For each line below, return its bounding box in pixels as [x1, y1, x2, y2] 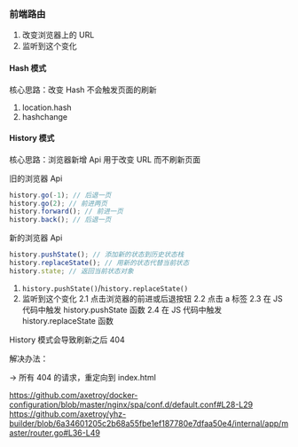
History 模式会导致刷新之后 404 [9, 334, 126, 345]
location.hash [21, 102, 73, 113]
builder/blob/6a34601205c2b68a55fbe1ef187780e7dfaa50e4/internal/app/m [9, 418, 289, 428]
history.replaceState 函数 [21, 315, 114, 325]
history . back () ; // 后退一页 [9, 216, 112, 224]
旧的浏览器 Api [9, 173, 63, 184]
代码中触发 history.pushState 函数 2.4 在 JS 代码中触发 [21, 304, 223, 315]
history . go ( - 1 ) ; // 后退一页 [9, 191, 112, 200]
